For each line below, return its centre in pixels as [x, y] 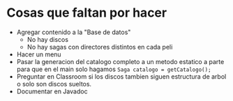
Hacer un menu [39, 54]
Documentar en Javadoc [52, 91]
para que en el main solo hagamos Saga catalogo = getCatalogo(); [114, 69]
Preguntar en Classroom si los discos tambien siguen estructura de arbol [121, 76]
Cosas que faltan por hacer [87, 13]
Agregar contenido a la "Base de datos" [74, 32]
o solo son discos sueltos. [54, 84]
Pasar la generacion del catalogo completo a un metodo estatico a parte [120, 61]
